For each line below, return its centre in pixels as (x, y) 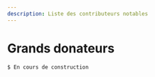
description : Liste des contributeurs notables (78, 14)
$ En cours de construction (48, 67)
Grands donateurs (61, 48)
